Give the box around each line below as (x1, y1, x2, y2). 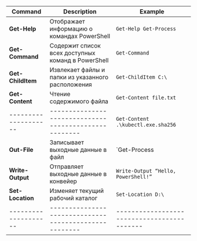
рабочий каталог (49, 194, 98, 202)
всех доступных (49, 49, 96, 57)
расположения (49, 80, 92, 89)
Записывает (49, 138, 84, 146)
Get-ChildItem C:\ (116, 74, 168, 80)
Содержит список (49, 42, 101, 49)
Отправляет (49, 162, 84, 171)
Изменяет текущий (49, 187, 104, 195)
